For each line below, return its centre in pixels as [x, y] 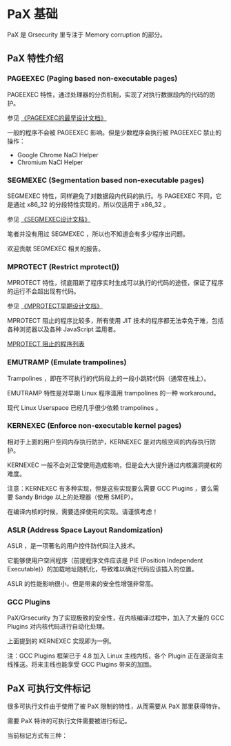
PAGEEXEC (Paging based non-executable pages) [92, 79]
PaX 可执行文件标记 [49, 688]
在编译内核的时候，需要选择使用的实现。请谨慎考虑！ [83, 511]
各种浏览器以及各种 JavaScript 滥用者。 [63, 329]
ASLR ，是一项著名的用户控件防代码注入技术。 [73, 546]
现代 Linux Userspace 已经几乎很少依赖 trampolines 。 [84, 407]
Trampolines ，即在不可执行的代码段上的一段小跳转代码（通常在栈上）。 [109, 378]
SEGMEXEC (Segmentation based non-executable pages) [106, 180]
